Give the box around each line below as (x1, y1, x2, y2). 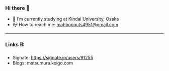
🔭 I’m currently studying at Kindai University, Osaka (12, 16, 119, 22)
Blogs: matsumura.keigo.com (12, 60, 73, 66)
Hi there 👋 (5, 5, 30, 12)
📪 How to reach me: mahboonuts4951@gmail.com (12, 22, 118, 28)
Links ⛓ (5, 41, 24, 48)
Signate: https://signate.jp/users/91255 (12, 54, 94, 60)
